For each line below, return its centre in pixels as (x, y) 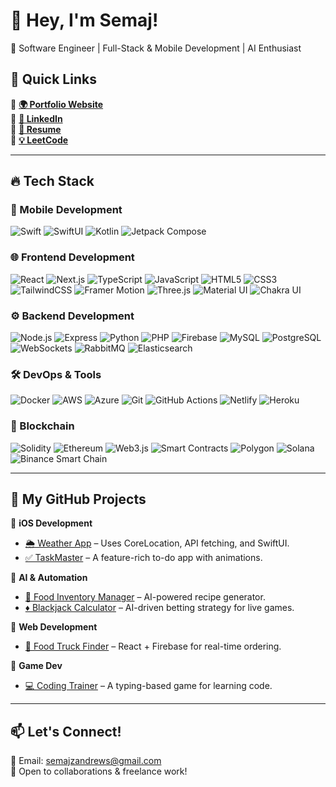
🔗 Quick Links (53, 79)
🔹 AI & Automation (49, 578)
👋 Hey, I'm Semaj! (84, 20)
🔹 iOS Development (51, 523)
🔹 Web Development (54, 627)
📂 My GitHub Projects (78, 499)
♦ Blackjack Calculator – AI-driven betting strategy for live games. (159, 608)
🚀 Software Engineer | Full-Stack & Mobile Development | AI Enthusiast (156, 48)
